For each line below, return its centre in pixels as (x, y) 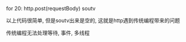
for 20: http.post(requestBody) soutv (51, 8)
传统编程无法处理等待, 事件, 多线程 (48, 33)
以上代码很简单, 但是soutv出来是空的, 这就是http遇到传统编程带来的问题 (93, 20)
